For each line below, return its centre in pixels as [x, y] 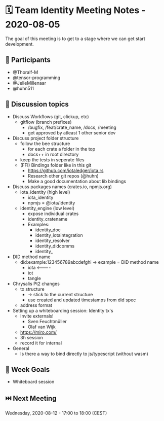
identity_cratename [48, 219]
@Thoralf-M [25, 72]
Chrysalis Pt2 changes [36, 284]
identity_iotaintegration [59, 235]
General [21, 348]
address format [36, 305]
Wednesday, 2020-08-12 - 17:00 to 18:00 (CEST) [56, 413]
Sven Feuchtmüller [47, 321]
